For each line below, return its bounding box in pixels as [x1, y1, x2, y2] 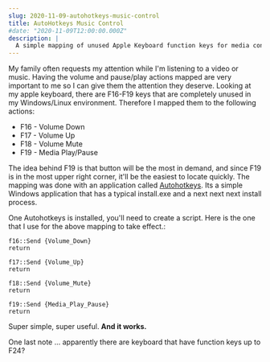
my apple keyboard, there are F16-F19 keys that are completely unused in [8, 89, 252, 99]
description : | [8, 34, 59, 43]
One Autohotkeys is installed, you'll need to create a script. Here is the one [8, 213, 256, 223]
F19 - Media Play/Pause [19, 148, 99, 158]
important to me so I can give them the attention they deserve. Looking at [8, 81, 252, 91]
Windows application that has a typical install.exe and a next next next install [8, 189, 262, 199]
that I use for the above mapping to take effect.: [8, 222, 166, 232]
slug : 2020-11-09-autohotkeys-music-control [8, 11, 160, 20]
